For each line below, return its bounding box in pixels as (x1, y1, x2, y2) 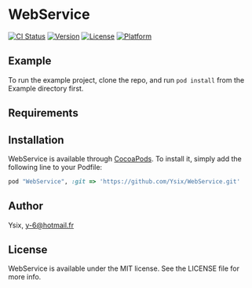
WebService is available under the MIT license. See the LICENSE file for (8, 264, 240, 273)
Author (8, 199, 43, 213)
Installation (8, 133, 64, 146)
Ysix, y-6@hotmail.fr (8, 220, 75, 230)
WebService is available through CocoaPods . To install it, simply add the (8, 153, 242, 163)
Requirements (8, 106, 79, 120)
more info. (8, 272, 42, 282)
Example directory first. (8, 83, 84, 93)
